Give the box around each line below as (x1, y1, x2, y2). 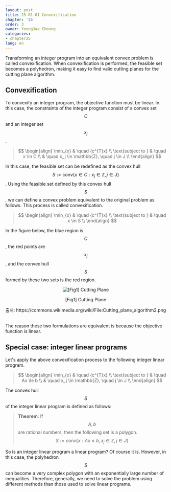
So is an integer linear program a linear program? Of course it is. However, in (5, 449, 166, 455)
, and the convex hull (5, 260, 50, 266)
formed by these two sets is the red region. (5, 277, 96, 283)
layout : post (5, 7, 33, 13)
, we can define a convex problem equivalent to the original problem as (5, 197, 155, 203)
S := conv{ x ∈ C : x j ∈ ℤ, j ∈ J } (52, 172, 119, 179)
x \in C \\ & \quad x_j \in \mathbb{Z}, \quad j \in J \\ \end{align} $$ (22, 153, 162, 160)
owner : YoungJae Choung (5, 27, 56, 32)
